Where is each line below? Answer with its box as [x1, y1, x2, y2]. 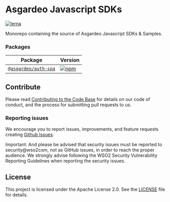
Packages [5, 43, 31, 50]
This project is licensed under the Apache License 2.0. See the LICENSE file [5, 186, 165, 193]
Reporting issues [5, 114, 49, 122]
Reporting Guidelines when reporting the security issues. [5, 158, 125, 164]
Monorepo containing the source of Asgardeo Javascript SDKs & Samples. [5, 30, 163, 36]
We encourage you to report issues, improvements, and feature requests [5, 126, 159, 132]
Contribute [5, 83, 41, 91]
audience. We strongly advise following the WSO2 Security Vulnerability [5, 152, 158, 158]
